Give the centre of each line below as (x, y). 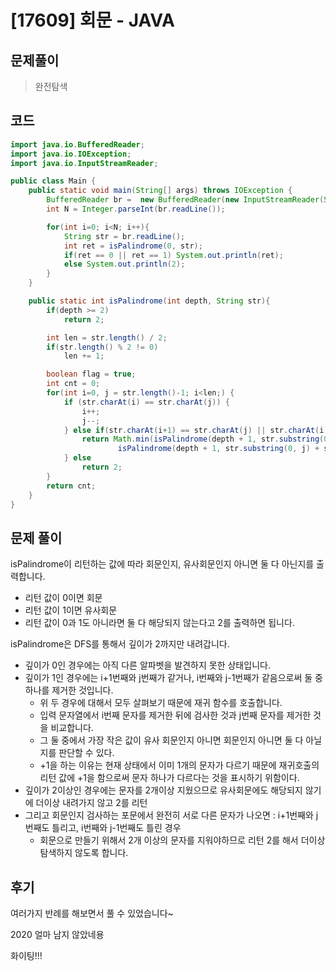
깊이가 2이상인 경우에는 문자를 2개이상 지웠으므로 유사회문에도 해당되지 (163, 790)
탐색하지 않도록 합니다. (84, 853)
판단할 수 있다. (86, 753)
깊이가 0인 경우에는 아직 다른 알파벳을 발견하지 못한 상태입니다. (147, 665)
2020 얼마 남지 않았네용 (57, 935)
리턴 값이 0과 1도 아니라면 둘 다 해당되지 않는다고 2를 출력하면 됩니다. (159, 623)
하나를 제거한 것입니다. (69, 690)
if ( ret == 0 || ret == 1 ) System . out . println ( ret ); (173, 255)
